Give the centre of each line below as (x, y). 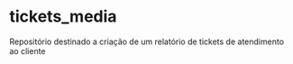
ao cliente (28, 50)
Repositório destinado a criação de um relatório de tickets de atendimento (147, 41)
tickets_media (63, 17)
